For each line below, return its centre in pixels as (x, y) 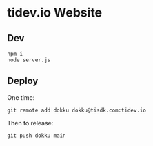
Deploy (23, 81)
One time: (21, 97)
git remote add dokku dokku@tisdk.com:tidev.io (77, 110)
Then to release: (30, 123)
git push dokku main (37, 136)
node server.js (29, 60)
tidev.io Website (55, 13)
